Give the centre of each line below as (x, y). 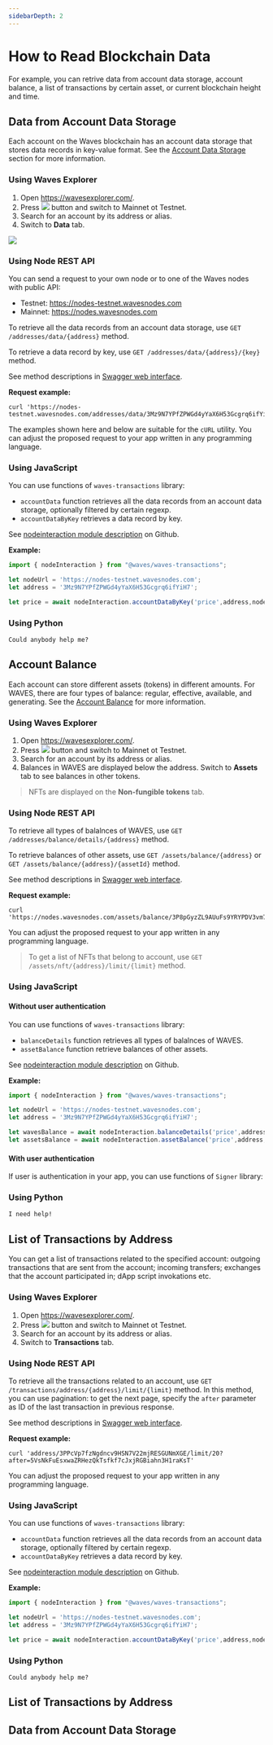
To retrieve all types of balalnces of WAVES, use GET (95, 831)
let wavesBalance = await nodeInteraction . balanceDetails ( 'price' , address (138, 1132)
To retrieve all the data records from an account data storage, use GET (125, 327)
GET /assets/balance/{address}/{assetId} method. (94, 864)
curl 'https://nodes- (45, 407)
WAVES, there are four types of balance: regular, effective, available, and (130, 692)
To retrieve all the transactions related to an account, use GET (110, 1381)
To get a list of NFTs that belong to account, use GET (115, 957)
